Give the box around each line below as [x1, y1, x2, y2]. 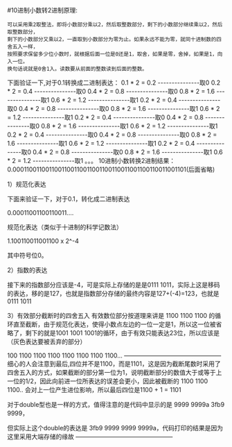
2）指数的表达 [7, 266, 48, 274]
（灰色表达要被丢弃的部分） [7, 337, 87, 346]
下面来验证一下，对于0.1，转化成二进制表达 [7, 195, 130, 203]
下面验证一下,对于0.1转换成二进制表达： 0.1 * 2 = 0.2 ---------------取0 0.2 [7, 78, 220, 87]
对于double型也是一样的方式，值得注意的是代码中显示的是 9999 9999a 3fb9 [7, 400, 225, 408]
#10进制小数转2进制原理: [7, 6, 78, 14]
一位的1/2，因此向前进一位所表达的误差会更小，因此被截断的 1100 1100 [7, 377, 208, 385]
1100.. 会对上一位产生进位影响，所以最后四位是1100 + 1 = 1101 [7, 386, 181, 394]
